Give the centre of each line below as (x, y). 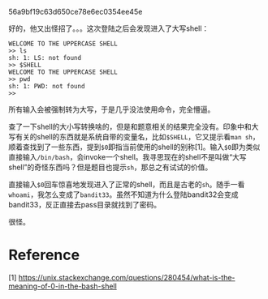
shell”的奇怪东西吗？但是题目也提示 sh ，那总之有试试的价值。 (110, 167)
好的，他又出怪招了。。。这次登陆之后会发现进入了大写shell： (109, 28)
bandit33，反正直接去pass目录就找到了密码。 (85, 205)
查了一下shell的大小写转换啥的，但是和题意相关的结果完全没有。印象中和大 (134, 126)
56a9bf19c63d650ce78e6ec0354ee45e (76, 12)
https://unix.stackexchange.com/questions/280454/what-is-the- (127, 277)
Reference (44, 255)
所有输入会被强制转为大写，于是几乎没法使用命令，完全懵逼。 (112, 109)
